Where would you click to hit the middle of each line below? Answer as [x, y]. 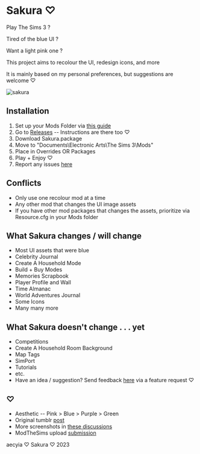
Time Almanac [33, 289]
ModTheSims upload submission [55, 433]
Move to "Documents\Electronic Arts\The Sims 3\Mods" [84, 145]
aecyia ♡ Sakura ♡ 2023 [38, 445]
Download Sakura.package [48, 138]
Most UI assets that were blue [52, 251]
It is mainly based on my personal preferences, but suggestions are [90, 74]
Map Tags [27, 354]
